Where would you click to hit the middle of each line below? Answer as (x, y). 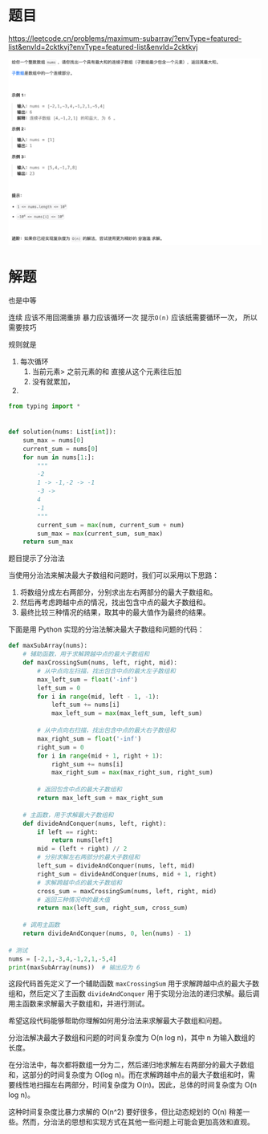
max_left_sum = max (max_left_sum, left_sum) (127, 713)
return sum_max (48, 542)
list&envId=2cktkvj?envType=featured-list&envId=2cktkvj (103, 47)
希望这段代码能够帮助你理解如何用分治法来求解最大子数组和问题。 (117, 1021)
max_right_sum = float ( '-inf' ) (89, 738)
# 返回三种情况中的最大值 (74, 900)
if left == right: (68, 832)
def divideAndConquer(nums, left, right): (95, 823)
